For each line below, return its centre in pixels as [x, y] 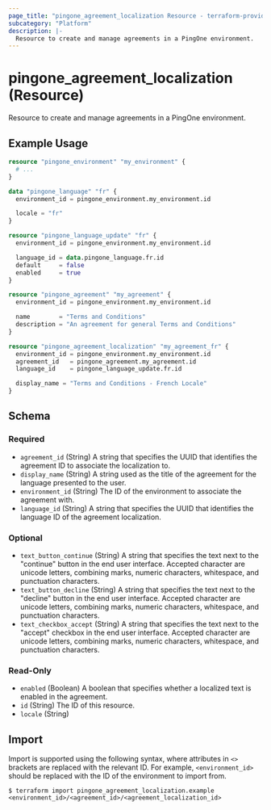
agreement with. [47, 499]
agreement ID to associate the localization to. [95, 465]
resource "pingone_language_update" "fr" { [83, 236]
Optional [25, 538]
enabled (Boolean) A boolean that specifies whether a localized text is [135, 688]
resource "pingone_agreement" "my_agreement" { [90, 295]
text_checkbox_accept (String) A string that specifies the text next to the [140, 623]
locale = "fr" [39, 214]
